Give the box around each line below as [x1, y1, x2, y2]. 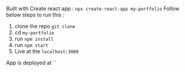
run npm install [14, 35, 54, 42]
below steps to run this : [6, 11, 65, 18]
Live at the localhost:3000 [14, 48, 79, 55]
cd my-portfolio [14, 29, 55, 36]
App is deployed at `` [6, 59, 57, 66]
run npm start [14, 41, 48, 48]
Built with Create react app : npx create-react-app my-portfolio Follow [6, 5, 180, 12]
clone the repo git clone [14, 23, 75, 30]
